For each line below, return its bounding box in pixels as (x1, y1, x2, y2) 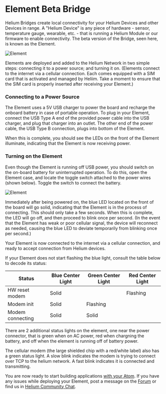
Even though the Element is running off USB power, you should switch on (5, 164, 154, 170)
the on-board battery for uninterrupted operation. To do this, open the (5, 169, 147, 175)
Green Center (87, 272, 120, 279)
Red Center (128, 272, 156, 279)
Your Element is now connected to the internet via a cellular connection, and (5, 240, 161, 246)
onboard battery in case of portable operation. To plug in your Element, (5, 110, 150, 116)
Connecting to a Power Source (5, 93, 80, 100)
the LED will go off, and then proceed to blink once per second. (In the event (5, 215, 161, 220)
